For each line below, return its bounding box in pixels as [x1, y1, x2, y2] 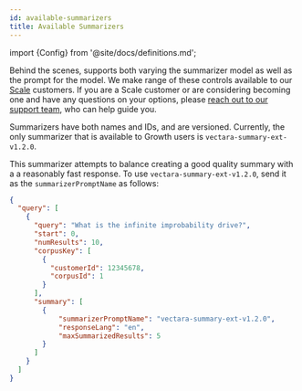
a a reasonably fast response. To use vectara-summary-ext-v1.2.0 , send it [9, 168, 287, 179]
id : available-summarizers [9, 13, 112, 23]
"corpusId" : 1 [49, 271, 104, 281]
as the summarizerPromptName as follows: [9, 177, 160, 188]
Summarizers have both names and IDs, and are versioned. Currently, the [9, 121, 286, 132]
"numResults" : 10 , [33, 238, 104, 247]
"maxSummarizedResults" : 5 [57, 331, 161, 341]
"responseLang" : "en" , [57, 322, 145, 332]
